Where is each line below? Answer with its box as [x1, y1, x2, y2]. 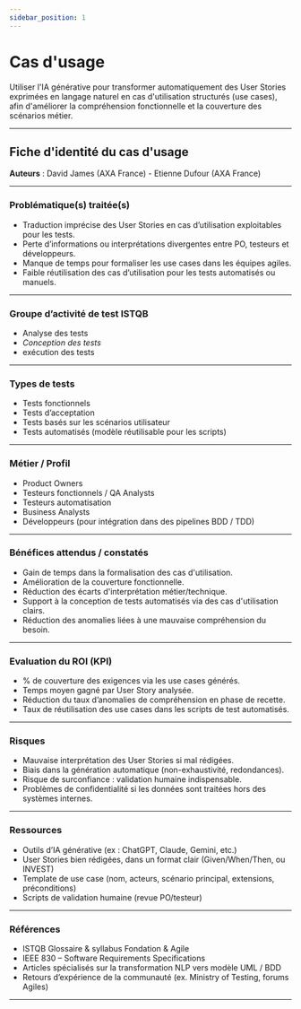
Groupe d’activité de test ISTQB [9, 307, 150, 319]
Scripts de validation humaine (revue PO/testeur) [21, 892, 203, 902]
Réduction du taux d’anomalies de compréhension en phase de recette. [21, 694, 286, 705]
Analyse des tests [21, 327, 89, 338]
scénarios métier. [9, 109, 73, 121]
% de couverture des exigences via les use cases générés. [21, 675, 240, 686]
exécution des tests [21, 346, 95, 357]
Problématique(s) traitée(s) [9, 199, 131, 212]
